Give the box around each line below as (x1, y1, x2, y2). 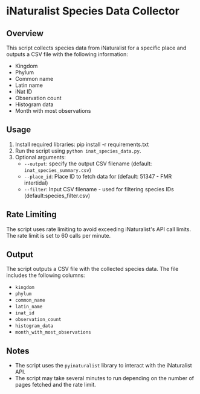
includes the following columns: (6, 272, 86, 279)
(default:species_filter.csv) (24, 192, 91, 199)
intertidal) (24, 179, 48, 186)
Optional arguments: (15, 153, 66, 160)
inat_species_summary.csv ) (24, 166, 92, 173)
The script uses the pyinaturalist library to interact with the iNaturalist (15, 362, 192, 369)
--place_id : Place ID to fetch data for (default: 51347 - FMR (24, 173, 172, 180)
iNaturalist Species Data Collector (6, 4, 180, 18)
